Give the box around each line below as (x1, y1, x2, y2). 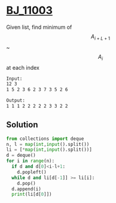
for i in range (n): (6, 158, 55, 164)
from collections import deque (6, 136, 84, 142)
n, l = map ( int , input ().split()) (6, 141, 90, 147)
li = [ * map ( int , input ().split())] (6, 147, 93, 153)
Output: (6, 97, 26, 104)
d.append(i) (11, 186, 42, 192)
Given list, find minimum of (6, 23, 72, 31)
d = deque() (6, 153, 36, 159)
